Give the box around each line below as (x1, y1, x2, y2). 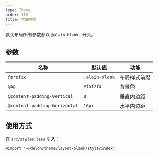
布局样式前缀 (119, 74, 151, 81)
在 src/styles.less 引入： (5, 136, 60, 142)
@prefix (8, 74, 27, 80)
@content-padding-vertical (8, 93, 73, 99)
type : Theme (5, 7, 31, 13)
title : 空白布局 (5, 17, 37, 22)
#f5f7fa (83, 84, 102, 89)
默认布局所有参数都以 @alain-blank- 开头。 (5, 32, 96, 38)
